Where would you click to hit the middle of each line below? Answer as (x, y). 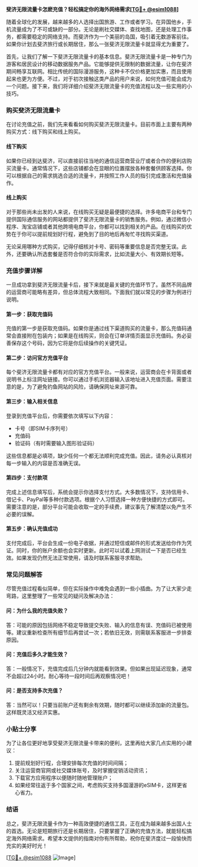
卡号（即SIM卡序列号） (43, 428)
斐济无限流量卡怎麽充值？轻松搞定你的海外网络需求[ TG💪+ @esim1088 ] (93, 9)
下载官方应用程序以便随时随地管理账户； (64, 778)
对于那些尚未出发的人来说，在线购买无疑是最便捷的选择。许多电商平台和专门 (99, 212)
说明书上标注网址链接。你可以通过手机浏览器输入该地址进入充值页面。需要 (96, 379)
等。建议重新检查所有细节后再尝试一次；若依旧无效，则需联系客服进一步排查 (99, 632)
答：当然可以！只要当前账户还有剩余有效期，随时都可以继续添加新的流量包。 (99, 705)
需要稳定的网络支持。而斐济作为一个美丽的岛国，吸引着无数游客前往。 (107, 37)
